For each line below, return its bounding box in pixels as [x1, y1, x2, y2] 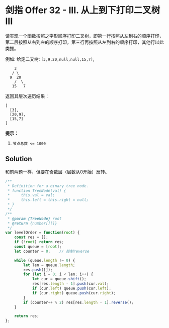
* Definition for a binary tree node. [7, 183, 89, 188]
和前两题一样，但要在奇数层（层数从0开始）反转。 [5, 169, 110, 175]
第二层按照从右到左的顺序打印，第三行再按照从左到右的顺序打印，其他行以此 [5, 39, 164, 45]
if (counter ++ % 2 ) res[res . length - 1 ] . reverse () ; [23, 300, 134, 305]
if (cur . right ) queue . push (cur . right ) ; [32, 290, 116, 295]
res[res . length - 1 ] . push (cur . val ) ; [32, 281, 109, 286]
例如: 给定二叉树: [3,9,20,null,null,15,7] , [5, 56, 95, 62]
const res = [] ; [14, 235, 49, 240]
